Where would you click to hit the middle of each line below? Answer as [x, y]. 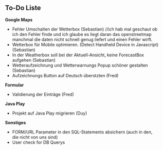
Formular [15, 85]
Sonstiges [16, 122]
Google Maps [19, 19]
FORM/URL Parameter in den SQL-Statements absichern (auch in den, [82, 132]
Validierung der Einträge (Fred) [43, 94]
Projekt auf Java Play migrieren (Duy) [50, 113]
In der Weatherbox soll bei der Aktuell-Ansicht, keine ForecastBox [78, 55]
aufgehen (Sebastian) [34, 60]
